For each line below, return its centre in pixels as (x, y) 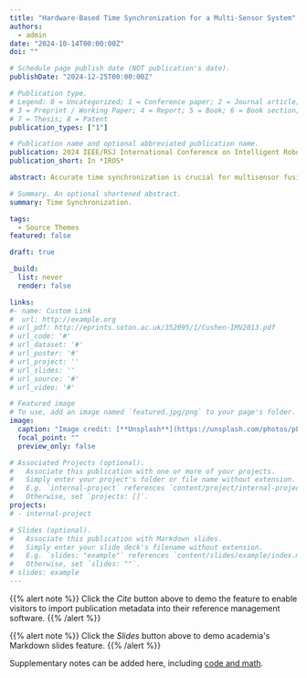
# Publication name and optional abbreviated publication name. (134, 144)
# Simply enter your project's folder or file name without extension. (153, 480)
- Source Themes (48, 228)
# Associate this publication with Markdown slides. (116, 539)
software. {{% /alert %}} (55, 618)
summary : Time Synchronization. (71, 202)
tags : (20, 219)
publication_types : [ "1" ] (58, 127)
